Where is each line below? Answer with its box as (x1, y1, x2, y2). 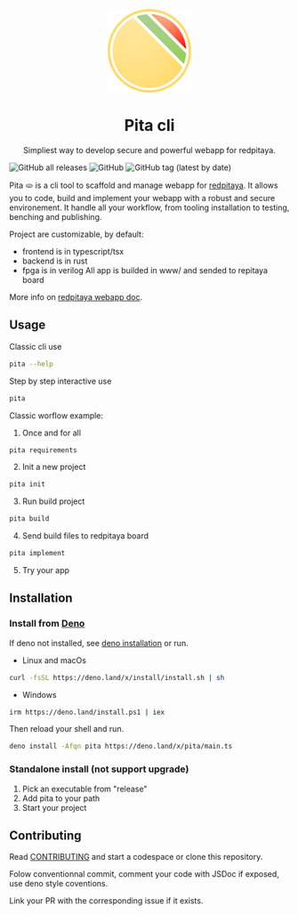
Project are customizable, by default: (9, 229, 144, 239)
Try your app (21, 565, 69, 575)
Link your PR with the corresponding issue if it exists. (9, 895, 204, 906)
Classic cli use (9, 341, 62, 352)
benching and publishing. (9, 211, 102, 222)
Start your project (21, 802, 87, 813)
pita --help (9, 360, 53, 368)
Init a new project (21, 462, 86, 473)
